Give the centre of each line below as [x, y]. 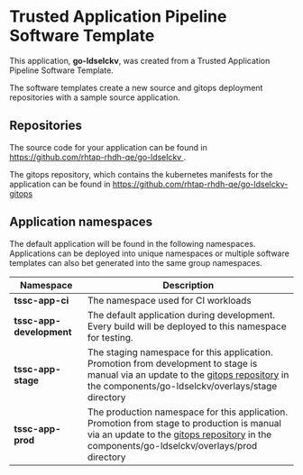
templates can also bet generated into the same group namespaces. [136, 262]
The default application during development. [181, 315]
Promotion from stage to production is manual [184, 423]
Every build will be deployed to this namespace [187, 326]
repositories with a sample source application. [95, 97]
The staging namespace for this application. [180, 352]
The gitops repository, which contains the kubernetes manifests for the [141, 174]
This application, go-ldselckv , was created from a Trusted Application [140, 60]
